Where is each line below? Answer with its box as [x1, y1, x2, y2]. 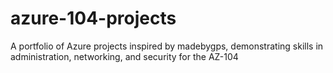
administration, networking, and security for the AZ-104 [10, 50, 239, 62]
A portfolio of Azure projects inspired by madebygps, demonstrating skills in [10, 40, 324, 52]
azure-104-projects [10, 7, 177, 30]
